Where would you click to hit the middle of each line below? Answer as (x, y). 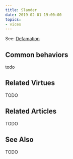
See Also (19, 140)
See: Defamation (23, 39)
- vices (13, 24)
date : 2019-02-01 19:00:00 (33, 15)
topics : (13, 19)
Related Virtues (30, 83)
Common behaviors (37, 55)
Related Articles (31, 111)
